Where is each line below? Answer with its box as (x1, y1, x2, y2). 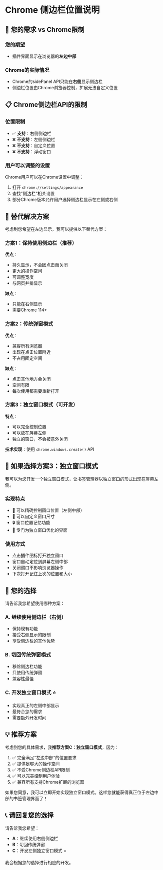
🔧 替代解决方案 (5, 212, 50, 221)
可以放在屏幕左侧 (12, 430, 47, 436)
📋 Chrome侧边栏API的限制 (5, 101, 88, 109)
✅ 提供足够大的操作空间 (12, 761, 60, 767)
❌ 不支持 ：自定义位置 (12, 142, 55, 148)
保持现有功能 (12, 626, 38, 632)
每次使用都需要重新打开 (12, 388, 59, 394)
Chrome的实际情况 (5, 66, 50, 73)
